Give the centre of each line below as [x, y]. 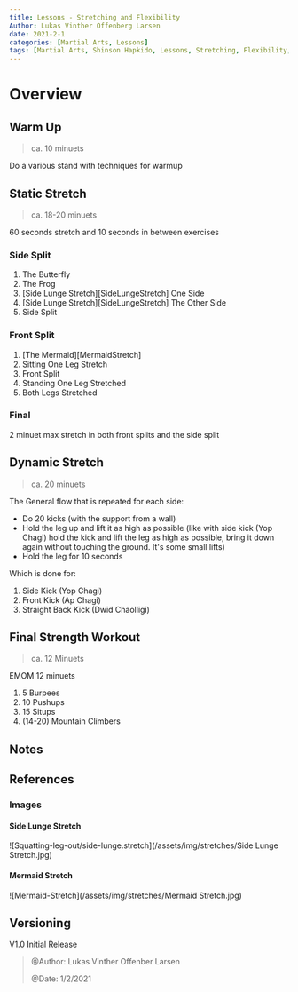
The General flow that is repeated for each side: [97, 501]
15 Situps [39, 712]
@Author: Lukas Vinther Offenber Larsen [105, 962]
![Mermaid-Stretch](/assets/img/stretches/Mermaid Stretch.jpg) [125, 895]
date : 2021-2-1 [37, 34]
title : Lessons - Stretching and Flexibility [94, 17]
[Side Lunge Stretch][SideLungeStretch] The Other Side [124, 303]
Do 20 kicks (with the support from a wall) [99, 518]
